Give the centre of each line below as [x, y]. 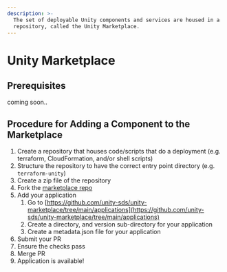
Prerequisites [36, 86]
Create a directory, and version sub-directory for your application [120, 224]
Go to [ [37, 202]
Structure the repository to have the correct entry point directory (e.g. [116, 166]
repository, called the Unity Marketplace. [76, 26]
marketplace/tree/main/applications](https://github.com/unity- [116, 210]
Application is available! [51, 261]
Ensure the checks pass [51, 247]
